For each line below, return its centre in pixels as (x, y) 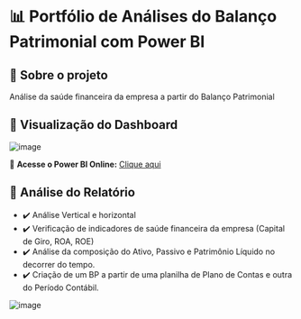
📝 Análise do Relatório (72, 192)
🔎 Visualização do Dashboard (94, 125)
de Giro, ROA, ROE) (58, 241)
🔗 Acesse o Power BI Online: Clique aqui (85, 164)
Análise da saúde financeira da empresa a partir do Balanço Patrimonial (142, 96)
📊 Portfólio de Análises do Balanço (143, 17)
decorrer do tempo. (59, 264)
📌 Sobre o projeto (59, 75)
